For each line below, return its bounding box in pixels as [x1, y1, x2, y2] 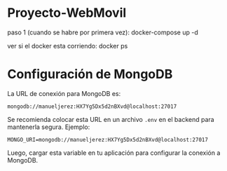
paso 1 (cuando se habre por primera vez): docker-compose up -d [7, 28, 198, 36]
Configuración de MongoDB [7, 67, 173, 82]
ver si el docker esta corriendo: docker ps [7, 41, 128, 50]
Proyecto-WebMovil [7, 5, 127, 21]
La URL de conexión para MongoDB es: [7, 89, 121, 97]
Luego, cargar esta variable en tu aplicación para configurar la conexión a [7, 149, 221, 157]
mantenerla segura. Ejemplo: [7, 123, 90, 131]
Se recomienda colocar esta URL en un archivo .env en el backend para [7, 115, 215, 123]
